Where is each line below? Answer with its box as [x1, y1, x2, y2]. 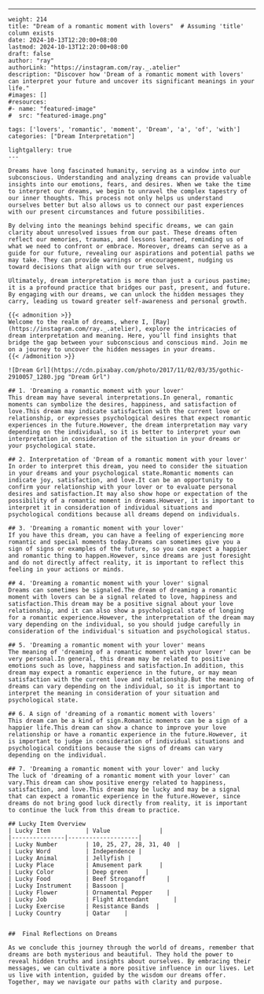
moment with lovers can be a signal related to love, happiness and [8, 593, 237, 601]
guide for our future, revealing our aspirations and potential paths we [8, 249, 255, 257]
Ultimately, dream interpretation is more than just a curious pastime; [8, 277, 251, 284]
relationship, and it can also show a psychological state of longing [8, 607, 244, 614]
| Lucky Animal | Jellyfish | [8, 854, 132, 862]
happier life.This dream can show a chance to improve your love [8, 724, 226, 732]
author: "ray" [8, 57, 55, 64]
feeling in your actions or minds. [8, 566, 125, 574]
